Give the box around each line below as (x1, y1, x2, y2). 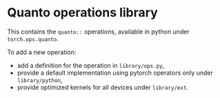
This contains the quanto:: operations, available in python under (7, 27, 190, 36)
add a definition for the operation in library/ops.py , (17, 61, 165, 69)
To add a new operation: (7, 48, 77, 56)
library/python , (17, 75, 63, 84)
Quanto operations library (7, 5, 158, 21)
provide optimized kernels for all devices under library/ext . (17, 83, 188, 91)
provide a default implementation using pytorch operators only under (17, 69, 214, 77)
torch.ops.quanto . (7, 34, 59, 42)
